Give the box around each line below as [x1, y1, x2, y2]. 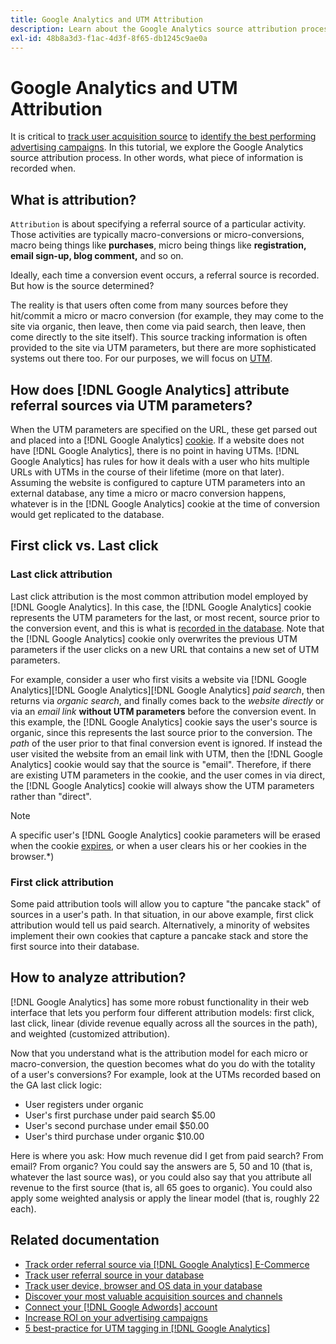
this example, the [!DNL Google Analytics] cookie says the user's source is [10, 716, 318, 728]
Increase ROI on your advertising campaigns [24, 1311, 208, 1323]
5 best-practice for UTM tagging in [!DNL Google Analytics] [24, 1322, 271, 1334]
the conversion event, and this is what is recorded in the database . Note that [10, 622, 325, 634]
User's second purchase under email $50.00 [24, 1119, 210, 1131]
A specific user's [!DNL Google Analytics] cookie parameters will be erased [10, 829, 321, 841]
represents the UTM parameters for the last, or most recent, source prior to [10, 611, 320, 623]
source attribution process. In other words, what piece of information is [10, 152, 304, 164]
